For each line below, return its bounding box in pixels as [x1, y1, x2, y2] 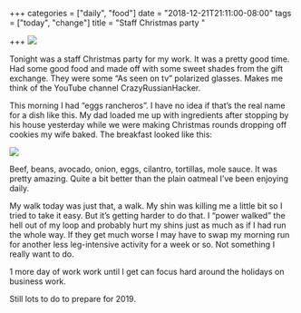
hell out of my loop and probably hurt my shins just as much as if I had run [9, 220, 286, 230]
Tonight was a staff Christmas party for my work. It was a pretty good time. [9, 54, 290, 64]
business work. [9, 276, 66, 287]
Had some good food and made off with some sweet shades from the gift [9, 64, 284, 73]
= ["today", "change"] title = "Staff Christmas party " [9, 17, 206, 28]
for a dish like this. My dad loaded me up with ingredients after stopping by [9, 110, 289, 121]
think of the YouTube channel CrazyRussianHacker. [9, 83, 201, 93]
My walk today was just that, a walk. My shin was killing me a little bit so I [9, 201, 283, 211]
